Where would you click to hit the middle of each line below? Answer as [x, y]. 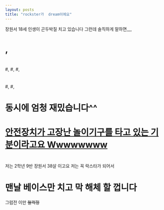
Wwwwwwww [77, 145]
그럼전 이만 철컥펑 [22, 202]
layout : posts [20, 10]
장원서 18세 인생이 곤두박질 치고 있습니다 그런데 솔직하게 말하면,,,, [68, 29]
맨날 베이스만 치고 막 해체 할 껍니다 [71, 188]
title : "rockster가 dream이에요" [39, 14]
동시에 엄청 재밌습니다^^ [51, 108]
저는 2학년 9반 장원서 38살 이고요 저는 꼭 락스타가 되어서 [60, 166]
